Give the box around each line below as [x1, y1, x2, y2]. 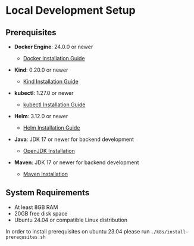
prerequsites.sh [5, 234, 46, 240]
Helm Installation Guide [23, 124, 80, 131]
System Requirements [5, 187, 90, 198]
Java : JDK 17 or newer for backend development [14, 136, 134, 143]
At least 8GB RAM [14, 204, 58, 211]
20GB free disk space [14, 210, 68, 217]
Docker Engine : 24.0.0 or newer [14, 43, 93, 50]
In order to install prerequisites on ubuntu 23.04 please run [5, 227, 150, 235]
